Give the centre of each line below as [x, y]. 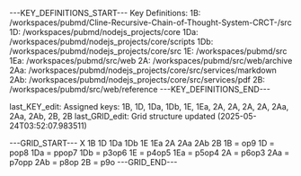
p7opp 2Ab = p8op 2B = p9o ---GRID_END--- [93, 162]
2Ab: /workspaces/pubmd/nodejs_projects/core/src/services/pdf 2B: [137, 79]
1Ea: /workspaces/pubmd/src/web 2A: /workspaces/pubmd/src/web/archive [151, 61]
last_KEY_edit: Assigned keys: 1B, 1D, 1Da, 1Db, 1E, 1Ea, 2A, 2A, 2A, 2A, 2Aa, [149, 106]
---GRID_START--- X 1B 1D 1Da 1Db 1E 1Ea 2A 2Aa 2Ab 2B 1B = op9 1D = [142, 143]
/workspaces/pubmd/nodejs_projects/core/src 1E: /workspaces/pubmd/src [148, 51]
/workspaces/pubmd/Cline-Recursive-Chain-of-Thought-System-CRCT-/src [150, 22]
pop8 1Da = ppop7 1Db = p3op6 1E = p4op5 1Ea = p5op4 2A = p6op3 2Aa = [150, 153]
